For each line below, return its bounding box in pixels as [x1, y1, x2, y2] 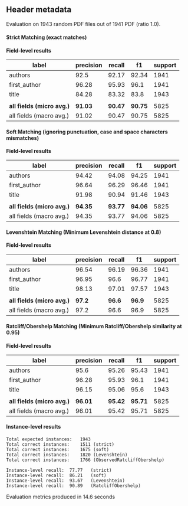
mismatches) [6, 134, 39, 141]
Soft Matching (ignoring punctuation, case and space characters [6, 128, 168, 135]
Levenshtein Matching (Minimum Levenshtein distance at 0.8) [6, 228, 161, 236]
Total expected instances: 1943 [6, 436, 91, 442]
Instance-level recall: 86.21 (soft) [6, 472, 107, 478]
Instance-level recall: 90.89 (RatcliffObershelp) [6, 482, 141, 489]
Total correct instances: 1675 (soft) [6, 446, 110, 452]
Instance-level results [6, 423, 61, 430]
